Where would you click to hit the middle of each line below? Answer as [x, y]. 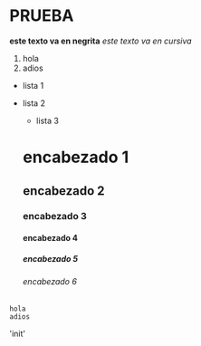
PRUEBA [42, 16]
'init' [18, 333]
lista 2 [33, 103]
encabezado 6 [49, 281]
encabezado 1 [76, 157]
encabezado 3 [55, 216]
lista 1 [33, 85]
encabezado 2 [63, 191]
